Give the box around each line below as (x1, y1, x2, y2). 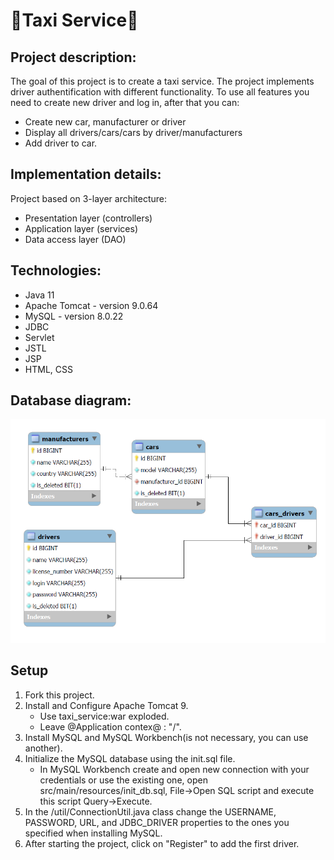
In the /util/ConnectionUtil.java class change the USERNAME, (24, 805, 277, 818)
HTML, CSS (24, 363, 73, 375)
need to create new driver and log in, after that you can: (10, 97, 240, 108)
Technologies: (10, 262, 102, 279)
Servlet (24, 331, 55, 343)
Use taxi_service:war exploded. (39, 710, 170, 722)
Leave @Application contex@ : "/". (39, 720, 182, 733)
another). (24, 742, 63, 754)
